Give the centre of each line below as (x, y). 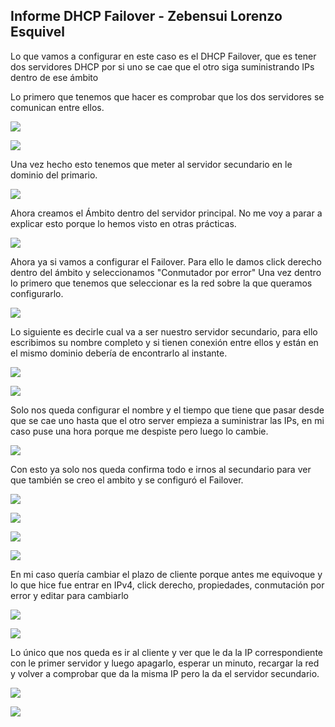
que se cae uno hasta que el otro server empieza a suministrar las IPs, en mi (167, 420)
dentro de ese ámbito (54, 77)
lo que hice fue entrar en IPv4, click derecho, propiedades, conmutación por (167, 585)
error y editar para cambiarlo (69, 595)
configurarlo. (37, 293)
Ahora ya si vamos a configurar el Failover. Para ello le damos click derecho (166, 261)
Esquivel (37, 32)
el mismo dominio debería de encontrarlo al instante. (119, 353)
